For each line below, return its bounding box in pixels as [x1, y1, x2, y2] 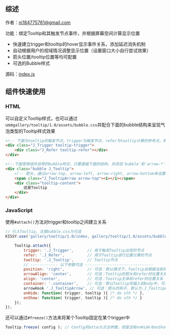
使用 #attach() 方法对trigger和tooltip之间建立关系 [5, 219, 107, 225]
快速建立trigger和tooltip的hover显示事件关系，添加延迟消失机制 [12, 41, 146, 47]
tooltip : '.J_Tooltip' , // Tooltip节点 [23, 257, 118, 263]
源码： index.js [5, 71, 35, 77]
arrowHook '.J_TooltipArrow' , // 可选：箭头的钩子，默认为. [23, 286, 145, 291]
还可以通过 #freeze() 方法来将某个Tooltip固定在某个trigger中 [5, 315, 130, 321]
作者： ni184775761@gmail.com [5, 19, 71, 25]
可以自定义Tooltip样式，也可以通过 [5, 115, 78, 121]
